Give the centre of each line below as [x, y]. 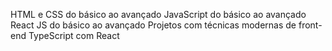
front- [310, 25]
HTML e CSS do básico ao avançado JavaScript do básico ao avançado [158, 14]
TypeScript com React [74, 35]
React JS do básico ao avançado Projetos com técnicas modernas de [153, 25]
